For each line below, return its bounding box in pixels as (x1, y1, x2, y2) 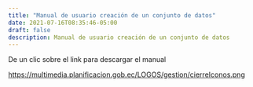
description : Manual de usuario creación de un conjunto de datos (8, 33, 230, 42)
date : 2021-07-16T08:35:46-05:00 (8, 19, 118, 27)
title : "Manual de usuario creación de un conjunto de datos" (8, 11, 216, 20)
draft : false (8, 26, 51, 34)
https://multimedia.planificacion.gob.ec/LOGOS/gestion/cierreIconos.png (8, 70, 245, 79)
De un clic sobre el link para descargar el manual (8, 55, 167, 64)
